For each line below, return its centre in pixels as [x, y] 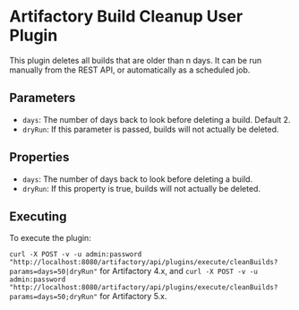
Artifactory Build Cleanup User [126, 17]
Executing [38, 216]
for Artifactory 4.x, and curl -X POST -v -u [179, 271]
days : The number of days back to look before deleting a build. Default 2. [156, 119]
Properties [39, 157]
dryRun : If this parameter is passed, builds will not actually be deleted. [150, 129]
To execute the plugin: [50, 238]
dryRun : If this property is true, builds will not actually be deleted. [141, 188]
